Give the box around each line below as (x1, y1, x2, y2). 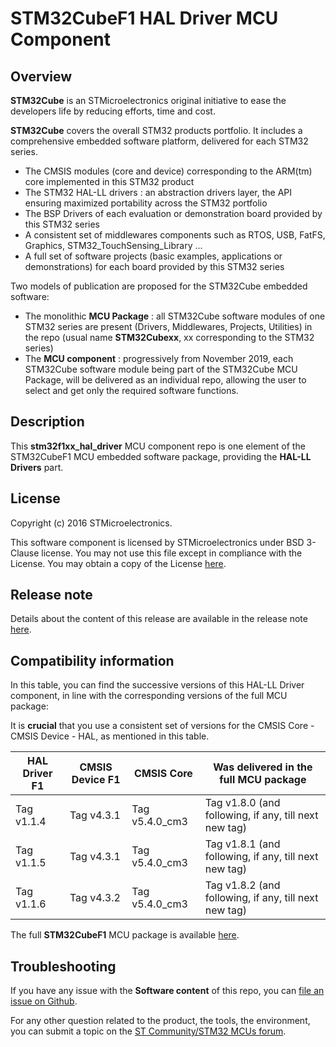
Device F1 (71, 773, 121, 787)
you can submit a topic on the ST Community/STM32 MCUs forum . (10, 1025, 287, 1037)
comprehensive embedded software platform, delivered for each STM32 (10, 135, 309, 147)
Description (10, 413, 85, 431)
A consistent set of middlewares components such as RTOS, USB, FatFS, (24, 229, 326, 241)
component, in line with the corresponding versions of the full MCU (10, 690, 288, 702)
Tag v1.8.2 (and (204, 878, 281, 892)
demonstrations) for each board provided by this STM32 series (24, 261, 285, 272)
